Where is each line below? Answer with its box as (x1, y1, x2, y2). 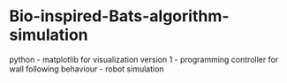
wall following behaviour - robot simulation (9, 64, 165, 74)
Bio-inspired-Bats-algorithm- (9, 6, 230, 26)
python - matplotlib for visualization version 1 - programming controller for (9, 54, 279, 64)
